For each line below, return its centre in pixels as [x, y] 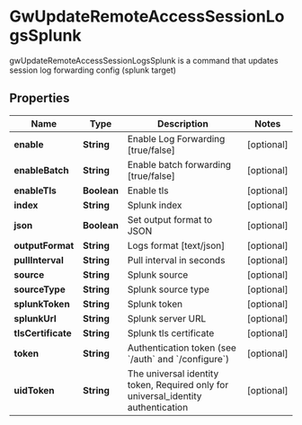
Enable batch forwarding [179, 164]
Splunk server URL [167, 318]
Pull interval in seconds [176, 260]
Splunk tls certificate [171, 332]
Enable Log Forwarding [176, 138]
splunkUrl [35, 318]
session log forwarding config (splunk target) [93, 70]
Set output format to [170, 219]
